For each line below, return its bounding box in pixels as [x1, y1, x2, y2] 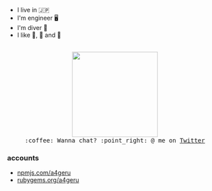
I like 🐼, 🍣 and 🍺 [16, 31, 62, 39]
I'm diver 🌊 [16, 24, 48, 31]
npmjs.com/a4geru [16, 168, 71, 177]
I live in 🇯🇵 [16, 6, 50, 14]
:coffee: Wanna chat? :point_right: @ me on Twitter [25, 136, 205, 144]
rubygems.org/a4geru [16, 176, 79, 184]
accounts [7, 153, 40, 162]
